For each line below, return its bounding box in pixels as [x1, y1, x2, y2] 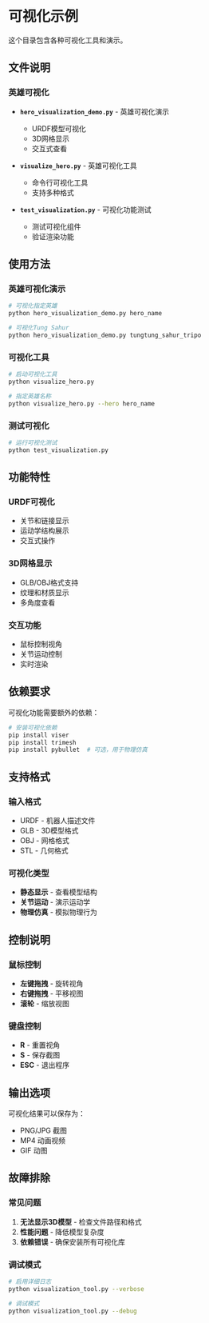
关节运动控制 [19, 649, 62, 658]
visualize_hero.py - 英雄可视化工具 [19, 161, 137, 170]
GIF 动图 [19, 1145, 48, 1156]
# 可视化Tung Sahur [8, 324, 69, 332]
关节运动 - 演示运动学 [19, 897, 91, 907]
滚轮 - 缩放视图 [19, 998, 70, 1008]
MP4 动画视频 [19, 1136, 66, 1145]
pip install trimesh [8, 738, 77, 746]
